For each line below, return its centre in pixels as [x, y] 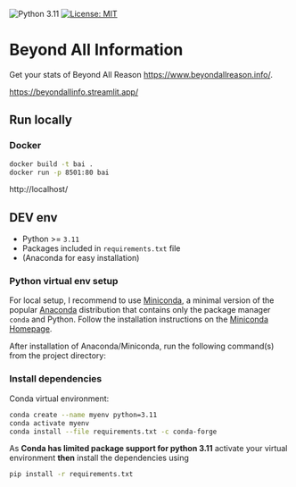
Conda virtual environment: [59, 399]
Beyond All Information [96, 50]
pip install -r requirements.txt [71, 474]
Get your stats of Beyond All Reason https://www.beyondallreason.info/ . [141, 74]
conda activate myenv [49, 423]
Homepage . [31, 329]
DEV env [33, 218]
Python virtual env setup [64, 281]
